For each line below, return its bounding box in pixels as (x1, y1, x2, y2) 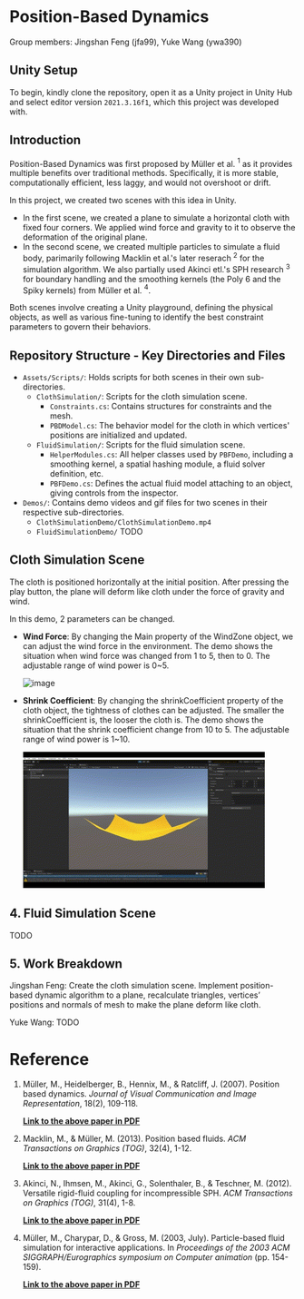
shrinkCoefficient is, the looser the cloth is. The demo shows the (22, 714, 264, 725)
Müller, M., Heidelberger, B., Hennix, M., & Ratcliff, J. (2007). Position (22, 1078, 279, 1090)
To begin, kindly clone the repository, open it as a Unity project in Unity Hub (9, 86, 293, 97)
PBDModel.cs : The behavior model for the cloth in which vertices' (49, 420, 290, 430)
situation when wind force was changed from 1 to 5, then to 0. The (22, 650, 270, 661)
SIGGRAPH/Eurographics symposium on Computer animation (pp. (22, 1252, 270, 1263)
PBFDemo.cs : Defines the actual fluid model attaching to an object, (49, 478, 293, 488)
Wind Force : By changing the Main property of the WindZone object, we (22, 631, 293, 642)
